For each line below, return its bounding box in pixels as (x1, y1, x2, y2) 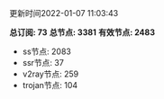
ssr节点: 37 (22, 58, 65, 67)
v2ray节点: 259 (22, 68, 79, 79)
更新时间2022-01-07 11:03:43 (9, 8, 119, 18)
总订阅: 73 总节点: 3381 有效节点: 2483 (9, 27, 156, 38)
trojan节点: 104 (22, 80, 78, 90)
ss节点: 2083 (22, 46, 72, 57)
